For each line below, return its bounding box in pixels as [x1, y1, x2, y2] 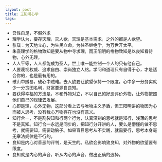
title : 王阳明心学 [5, 12, 39, 17]
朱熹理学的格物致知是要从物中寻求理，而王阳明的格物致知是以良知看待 [12, 48, 153, 54]
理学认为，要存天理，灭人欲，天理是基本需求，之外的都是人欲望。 [12, 36, 144, 42]
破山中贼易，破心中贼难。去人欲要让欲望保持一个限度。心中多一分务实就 [12, 79, 157, 85]
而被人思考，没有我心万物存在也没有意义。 [12, 109, 98, 115]
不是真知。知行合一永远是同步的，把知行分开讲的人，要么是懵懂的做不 [12, 121, 153, 127]
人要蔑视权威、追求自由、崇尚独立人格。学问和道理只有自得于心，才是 [12, 67, 153, 72]
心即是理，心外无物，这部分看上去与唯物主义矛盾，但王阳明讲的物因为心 [12, 103, 157, 109]
